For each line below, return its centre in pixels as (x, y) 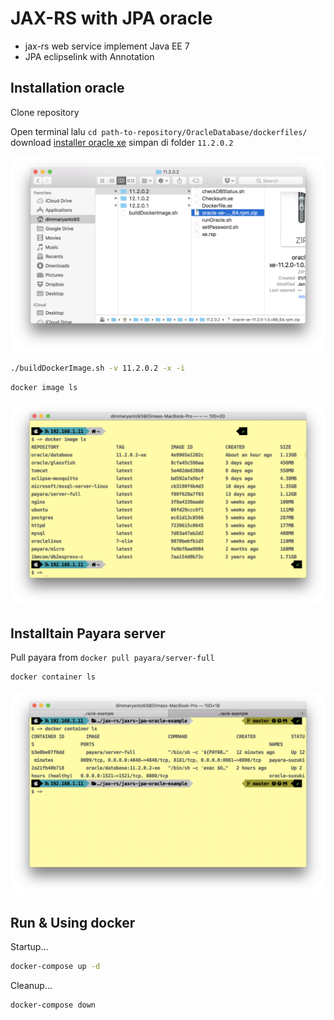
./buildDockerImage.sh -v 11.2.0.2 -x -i (98, 368)
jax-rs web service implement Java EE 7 (107, 46)
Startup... (29, 947)
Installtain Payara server (88, 633)
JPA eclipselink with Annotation (89, 56)
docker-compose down (53, 1005)
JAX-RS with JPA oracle (111, 18)
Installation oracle (67, 88)
